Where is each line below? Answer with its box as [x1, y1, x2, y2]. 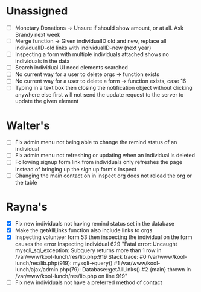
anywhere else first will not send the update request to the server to [14, 91, 184, 98]
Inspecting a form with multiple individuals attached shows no [14, 51, 169, 58]
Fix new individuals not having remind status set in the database [14, 220, 175, 227]
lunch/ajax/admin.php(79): [14, 265, 81, 273]
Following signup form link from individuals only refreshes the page [14, 159, 183, 166]
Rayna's [6, 200, 48, 214]
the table [14, 179, 37, 186]
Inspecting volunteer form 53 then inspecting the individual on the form [14, 233, 193, 241]
